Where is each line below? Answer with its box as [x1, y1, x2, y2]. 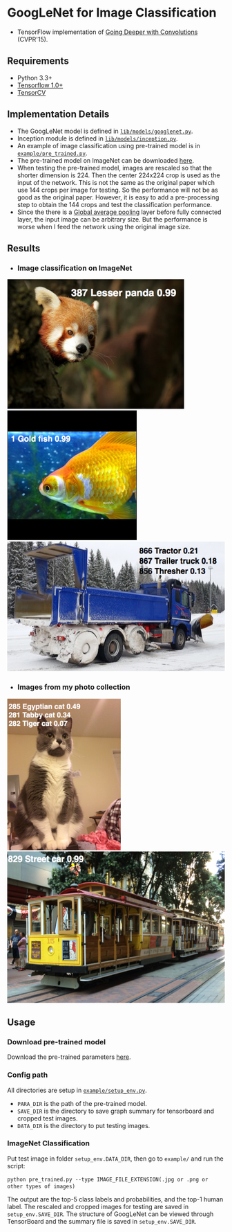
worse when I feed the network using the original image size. [17, 222, 191, 231]
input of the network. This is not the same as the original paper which [17, 178, 215, 186]
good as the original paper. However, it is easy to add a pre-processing [17, 193, 220, 202]
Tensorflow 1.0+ [17, 81, 64, 89]
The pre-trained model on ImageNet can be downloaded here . [17, 156, 195, 164]
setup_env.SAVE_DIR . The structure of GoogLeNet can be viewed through [7, 1210, 214, 1218]
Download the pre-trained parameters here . [7, 1053, 131, 1061]
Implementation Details [7, 109, 110, 120]
